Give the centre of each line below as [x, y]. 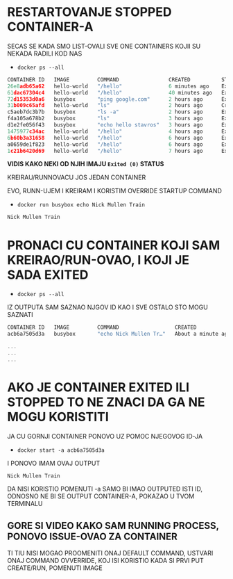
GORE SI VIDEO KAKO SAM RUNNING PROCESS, [113, 525]
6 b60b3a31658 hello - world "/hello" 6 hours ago [105, 138]
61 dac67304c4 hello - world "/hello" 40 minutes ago [110, 92]
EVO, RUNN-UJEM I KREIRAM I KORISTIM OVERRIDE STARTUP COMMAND [114, 191]
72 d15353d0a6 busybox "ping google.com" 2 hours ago [105, 99]
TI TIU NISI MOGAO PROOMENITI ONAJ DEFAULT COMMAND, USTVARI [110, 553]
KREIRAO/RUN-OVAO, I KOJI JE [98, 260]
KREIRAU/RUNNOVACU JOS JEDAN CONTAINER [77, 177]
